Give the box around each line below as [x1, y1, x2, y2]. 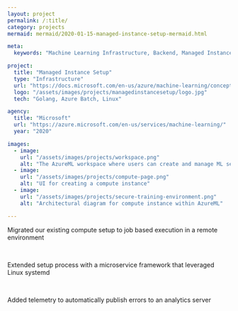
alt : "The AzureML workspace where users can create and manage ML [20, 160, 223, 167]
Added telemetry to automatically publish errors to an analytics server [7, 295, 211, 304]
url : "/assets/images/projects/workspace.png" [20, 154, 160, 161]
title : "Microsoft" [13, 115, 72, 122]
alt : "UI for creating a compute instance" [20, 180, 151, 188]
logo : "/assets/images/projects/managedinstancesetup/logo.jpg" [13, 89, 208, 96]
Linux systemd [7, 268, 50, 276]
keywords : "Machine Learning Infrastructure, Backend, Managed [13, 50, 204, 57]
